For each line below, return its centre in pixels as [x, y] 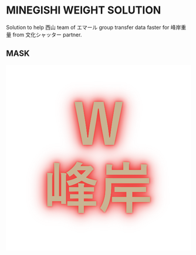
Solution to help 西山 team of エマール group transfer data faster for [88, 27]
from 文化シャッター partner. [47, 34]
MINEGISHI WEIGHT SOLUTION [84, 10]
